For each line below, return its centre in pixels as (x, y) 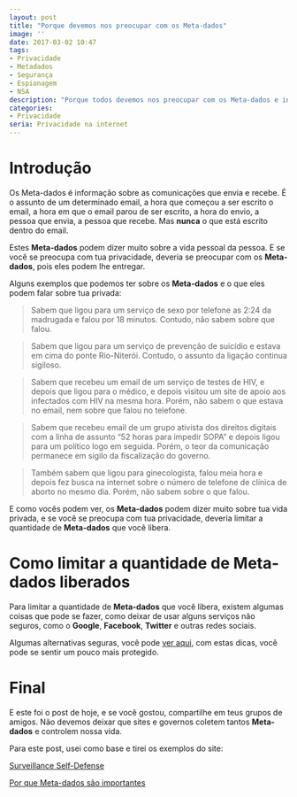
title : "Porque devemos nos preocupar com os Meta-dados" (118, 26)
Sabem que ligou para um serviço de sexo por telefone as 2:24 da (151, 310)
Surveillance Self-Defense (57, 765)
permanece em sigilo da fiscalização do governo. (121, 455)
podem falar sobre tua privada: (65, 292)
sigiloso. (46, 365)
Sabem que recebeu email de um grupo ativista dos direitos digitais (153, 427)
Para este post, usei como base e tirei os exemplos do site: (116, 748)
